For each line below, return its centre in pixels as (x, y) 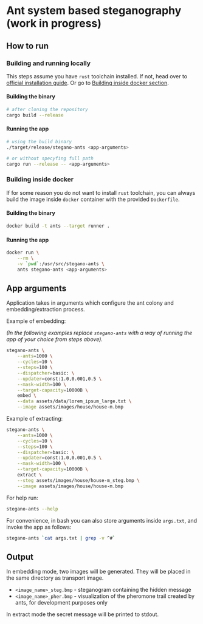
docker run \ (23, 253)
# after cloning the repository (47, 110)
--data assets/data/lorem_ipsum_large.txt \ (74, 401)
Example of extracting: (35, 419)
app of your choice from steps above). (55, 339)
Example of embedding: (36, 321)
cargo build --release (35, 115)
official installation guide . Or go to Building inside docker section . (88, 83)
